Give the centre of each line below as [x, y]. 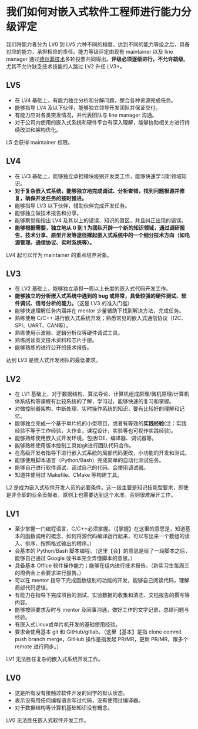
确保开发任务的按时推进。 [56, 198]
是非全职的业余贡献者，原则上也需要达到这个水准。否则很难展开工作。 [91, 495]
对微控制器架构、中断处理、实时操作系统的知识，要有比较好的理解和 [97, 409]
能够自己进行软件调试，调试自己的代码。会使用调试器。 [81, 468]
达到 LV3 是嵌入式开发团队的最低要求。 [53, 360]
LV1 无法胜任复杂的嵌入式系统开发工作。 [55, 659]
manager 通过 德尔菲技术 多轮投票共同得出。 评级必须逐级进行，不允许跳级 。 [98, 59]
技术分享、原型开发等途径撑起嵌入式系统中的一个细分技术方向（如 [105, 235]
